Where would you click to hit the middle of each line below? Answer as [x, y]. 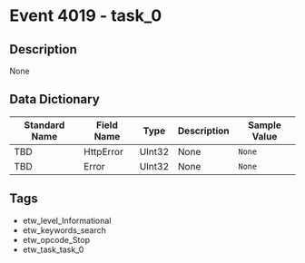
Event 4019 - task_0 [86, 16]
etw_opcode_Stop [56, 239]
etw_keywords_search [64, 230]
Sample [265, 125]
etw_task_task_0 [53, 249]
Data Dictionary [54, 99]
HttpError [103, 151]
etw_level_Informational [67, 220]
